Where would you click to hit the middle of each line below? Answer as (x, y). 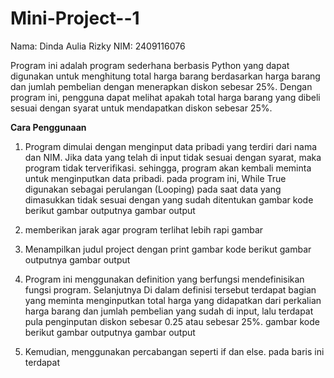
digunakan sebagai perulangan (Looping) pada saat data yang (153, 189)
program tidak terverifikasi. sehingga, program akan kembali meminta (168, 168)
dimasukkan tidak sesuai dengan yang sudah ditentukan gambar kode (169, 199)
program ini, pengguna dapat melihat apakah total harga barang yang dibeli (165, 97)
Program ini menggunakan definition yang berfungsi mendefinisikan (164, 279)
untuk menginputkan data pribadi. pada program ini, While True (155, 178)
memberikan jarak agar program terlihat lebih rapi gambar (144, 229)
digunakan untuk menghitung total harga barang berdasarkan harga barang (165, 76)
